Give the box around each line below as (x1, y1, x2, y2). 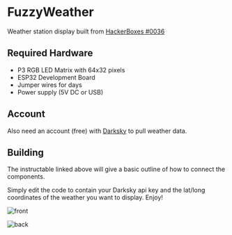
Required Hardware (7, 47, 93, 59)
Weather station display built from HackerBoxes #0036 (7, 27, 165, 35)
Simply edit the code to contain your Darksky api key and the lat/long (7, 186, 206, 195)
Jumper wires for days (17, 81, 82, 89)
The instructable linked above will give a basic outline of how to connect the (7, 165, 225, 174)
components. (7, 172, 45, 181)
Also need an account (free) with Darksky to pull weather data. (7, 127, 187, 135)
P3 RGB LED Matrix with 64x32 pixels (17, 65, 125, 74)
